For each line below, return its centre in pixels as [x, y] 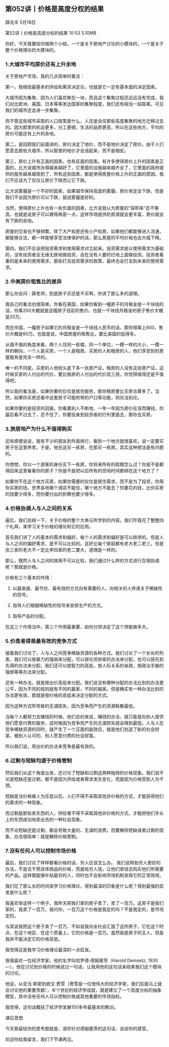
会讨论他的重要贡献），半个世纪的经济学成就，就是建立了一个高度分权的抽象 [83, 990]
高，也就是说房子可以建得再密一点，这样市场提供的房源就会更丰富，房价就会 [84, 214]
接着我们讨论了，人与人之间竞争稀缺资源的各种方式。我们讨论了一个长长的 [82, 653]
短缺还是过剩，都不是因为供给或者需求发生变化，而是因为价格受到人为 [87, 779]
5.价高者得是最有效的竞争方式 [41, 641]
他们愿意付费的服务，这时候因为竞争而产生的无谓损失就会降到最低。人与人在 [84, 723]
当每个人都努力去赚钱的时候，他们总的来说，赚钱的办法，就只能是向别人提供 [84, 717]
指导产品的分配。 [30, 616]
